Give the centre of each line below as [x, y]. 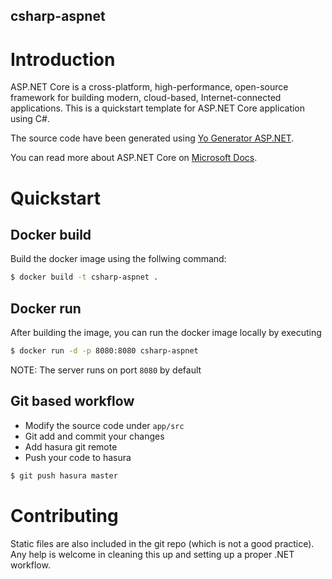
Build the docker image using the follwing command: [118, 259]
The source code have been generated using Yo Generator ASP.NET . [152, 138]
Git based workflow [72, 401]
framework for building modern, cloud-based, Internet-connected [146, 98]
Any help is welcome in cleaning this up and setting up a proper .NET [152, 554]
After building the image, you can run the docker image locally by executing [166, 333]
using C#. [30, 119]
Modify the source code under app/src [104, 425]
